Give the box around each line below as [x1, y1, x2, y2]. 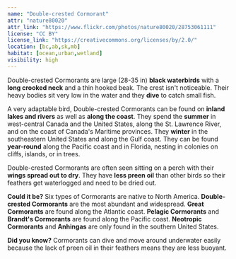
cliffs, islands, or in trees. [7, 149, 81, 158]
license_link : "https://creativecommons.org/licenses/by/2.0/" [7, 37, 198, 44]
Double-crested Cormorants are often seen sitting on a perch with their [7, 163, 214, 172]
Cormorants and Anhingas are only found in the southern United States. [7, 222, 219, 231]
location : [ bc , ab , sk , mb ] [7, 43, 81, 50]
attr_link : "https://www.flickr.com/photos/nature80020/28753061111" [7, 23, 217, 30]
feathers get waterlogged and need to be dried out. [7, 178, 157, 187]
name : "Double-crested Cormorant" [7, 10, 110, 18]
